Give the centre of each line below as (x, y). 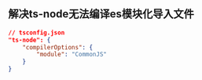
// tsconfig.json (37, 33)
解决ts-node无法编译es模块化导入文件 (101, 14)
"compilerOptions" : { (57, 47)
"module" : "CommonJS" (72, 55)
